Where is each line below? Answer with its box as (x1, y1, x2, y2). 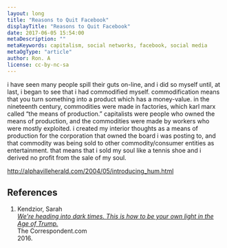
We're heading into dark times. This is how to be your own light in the (17, 212, 215, 220)
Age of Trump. (17, 220, 58, 228)
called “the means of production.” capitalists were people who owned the (7, 110, 215, 118)
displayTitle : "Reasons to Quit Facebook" (7, 23, 131, 30)
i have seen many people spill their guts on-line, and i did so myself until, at (7, 80, 221, 88)
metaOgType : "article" (7, 49, 72, 56)
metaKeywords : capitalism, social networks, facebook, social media (7, 42, 208, 49)
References (7, 187, 58, 198)
